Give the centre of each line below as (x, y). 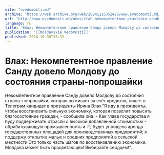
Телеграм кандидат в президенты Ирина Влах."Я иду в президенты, (76, 106)
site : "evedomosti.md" (28, 10)
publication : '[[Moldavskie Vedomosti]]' (48, 32)
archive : (14, 14)
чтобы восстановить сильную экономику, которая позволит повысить (79, 111)
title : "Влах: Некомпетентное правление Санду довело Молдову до (73, 28)
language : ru (18, 23)
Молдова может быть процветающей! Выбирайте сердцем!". (69, 147)
